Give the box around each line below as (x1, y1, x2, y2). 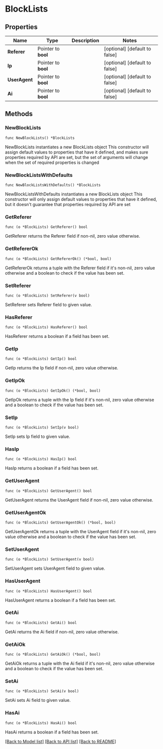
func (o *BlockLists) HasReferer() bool (5, 325, 88, 330)
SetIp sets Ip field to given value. (5, 434, 70, 439)
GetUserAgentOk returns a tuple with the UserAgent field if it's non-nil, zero (5, 528, 156, 534)
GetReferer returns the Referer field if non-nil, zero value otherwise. (5, 233, 141, 239)
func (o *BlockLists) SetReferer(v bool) (5, 293, 90, 298)
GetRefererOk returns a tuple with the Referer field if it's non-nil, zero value (5, 265, 155, 271)
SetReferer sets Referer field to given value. (5, 301, 92, 307)
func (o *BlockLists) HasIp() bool (5, 457, 77, 462)
